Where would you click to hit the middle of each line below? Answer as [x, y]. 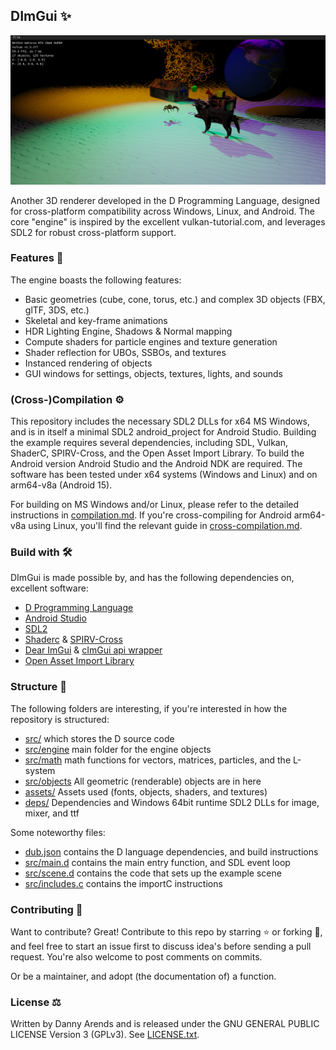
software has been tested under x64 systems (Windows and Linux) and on [164, 475]
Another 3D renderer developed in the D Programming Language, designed [165, 200]
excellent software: [49, 588]
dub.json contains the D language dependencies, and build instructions [171, 851]
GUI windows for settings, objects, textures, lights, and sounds [154, 373]
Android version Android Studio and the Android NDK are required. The [156, 464]
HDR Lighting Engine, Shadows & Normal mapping [128, 331]
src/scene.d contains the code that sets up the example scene [153, 873]
